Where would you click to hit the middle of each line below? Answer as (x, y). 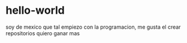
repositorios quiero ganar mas (43, 33)
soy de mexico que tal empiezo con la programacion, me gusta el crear (93, 27)
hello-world (35, 10)
